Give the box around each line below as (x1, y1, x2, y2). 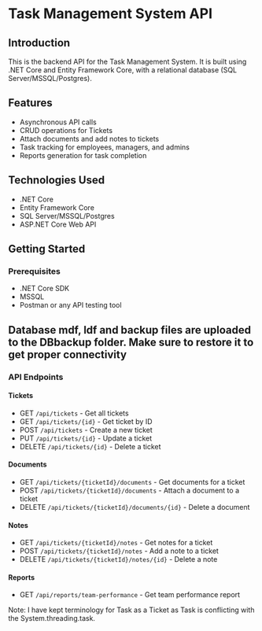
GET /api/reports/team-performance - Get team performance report (19, 590, 241, 600)
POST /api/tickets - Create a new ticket (19, 425, 153, 434)
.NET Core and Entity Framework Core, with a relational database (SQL (8, 65, 238, 75)
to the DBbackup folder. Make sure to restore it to (8, 335, 254, 349)
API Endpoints (8, 371, 64, 382)
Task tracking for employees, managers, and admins (19, 142, 190, 152)
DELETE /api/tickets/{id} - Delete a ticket (19, 441, 161, 451)
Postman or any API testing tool (19, 301, 122, 310)
